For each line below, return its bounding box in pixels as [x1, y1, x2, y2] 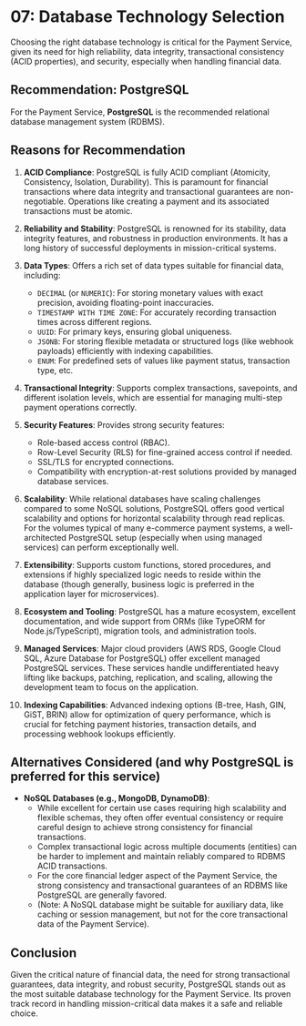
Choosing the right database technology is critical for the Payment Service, [10, 36, 292, 47]
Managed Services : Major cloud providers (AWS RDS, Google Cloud [23, 643, 281, 654]
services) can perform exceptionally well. [23, 542, 179, 553]
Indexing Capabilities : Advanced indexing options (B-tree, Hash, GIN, [23, 699, 287, 710]
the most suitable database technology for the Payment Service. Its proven [10, 989, 291, 1000]
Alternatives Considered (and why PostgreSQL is [10, 754, 294, 770]
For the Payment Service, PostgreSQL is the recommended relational [10, 107, 270, 117]
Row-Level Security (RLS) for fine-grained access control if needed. [36, 446, 293, 457]
